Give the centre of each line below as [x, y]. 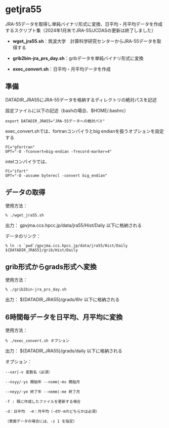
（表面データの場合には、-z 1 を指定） [41, 421]
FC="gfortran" [20, 147]
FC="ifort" [17, 171]
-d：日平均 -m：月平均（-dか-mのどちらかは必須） [52, 412]
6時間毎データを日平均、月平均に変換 [64, 317]
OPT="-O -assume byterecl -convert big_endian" [56, 175]
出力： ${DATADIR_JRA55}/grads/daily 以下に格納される [64, 351]
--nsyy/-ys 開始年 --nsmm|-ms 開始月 [43, 382]
